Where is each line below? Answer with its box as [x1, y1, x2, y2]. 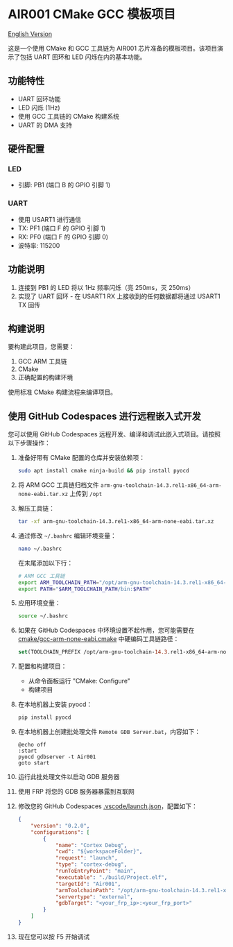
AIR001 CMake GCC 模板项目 [8, 6, 176, 22]
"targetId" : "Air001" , [55, 880, 121, 887]
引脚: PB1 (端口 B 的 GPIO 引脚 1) [17, 181, 111, 189]
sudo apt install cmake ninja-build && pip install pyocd [17, 468, 189, 475]
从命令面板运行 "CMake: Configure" [28, 677, 131, 685]
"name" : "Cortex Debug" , [55, 842, 128, 848]
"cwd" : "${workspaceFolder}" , [55, 848, 143, 855]
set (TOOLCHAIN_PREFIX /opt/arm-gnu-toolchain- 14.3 [17, 649, 168, 656]
